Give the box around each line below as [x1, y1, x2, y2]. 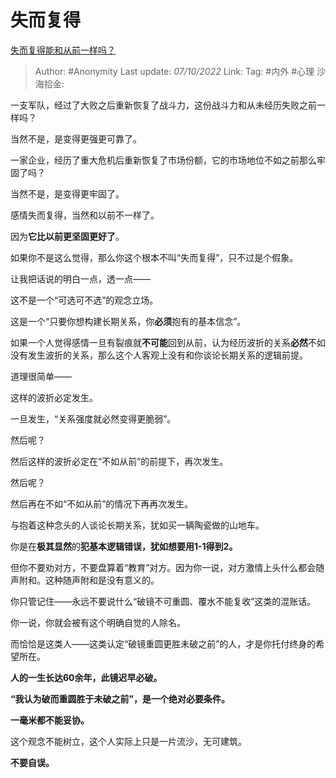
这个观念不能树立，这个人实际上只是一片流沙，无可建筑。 [10, 735, 247, 747]
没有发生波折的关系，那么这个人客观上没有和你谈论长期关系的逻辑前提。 [10, 349, 308, 361]
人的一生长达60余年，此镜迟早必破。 [10, 671, 163, 683]
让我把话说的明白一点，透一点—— [10, 272, 151, 285]
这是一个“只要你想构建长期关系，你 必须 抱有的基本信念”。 [10, 315, 247, 327]
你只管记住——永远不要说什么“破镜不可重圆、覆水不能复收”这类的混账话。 [10, 595, 317, 607]
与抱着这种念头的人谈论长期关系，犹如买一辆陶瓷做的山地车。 [10, 519, 265, 531]
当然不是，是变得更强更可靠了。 [10, 132, 142, 145]
